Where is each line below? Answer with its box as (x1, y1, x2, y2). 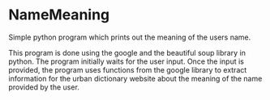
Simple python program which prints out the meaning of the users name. (8, 32, 251, 42)
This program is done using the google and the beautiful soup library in (8, 48, 246, 57)
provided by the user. (8, 82, 79, 92)
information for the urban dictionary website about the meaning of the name (8, 73, 263, 83)
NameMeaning (8, 6, 110, 24)
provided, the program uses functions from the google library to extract (8, 65, 247, 74)
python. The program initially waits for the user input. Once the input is (8, 56, 245, 66)
